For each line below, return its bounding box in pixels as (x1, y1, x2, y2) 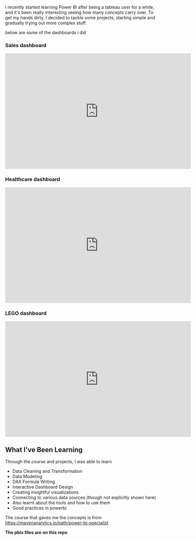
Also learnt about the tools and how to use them (12, 500, 110, 506)
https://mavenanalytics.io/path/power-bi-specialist (5, 520, 109, 526)
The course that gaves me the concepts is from (5, 515, 102, 521)
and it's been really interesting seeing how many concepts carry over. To (5, 9, 153, 15)
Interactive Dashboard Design (12, 484, 73, 490)
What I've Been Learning (5, 445, 83, 454)
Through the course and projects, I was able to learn (5, 459, 112, 465)
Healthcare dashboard (5, 176, 60, 183)
